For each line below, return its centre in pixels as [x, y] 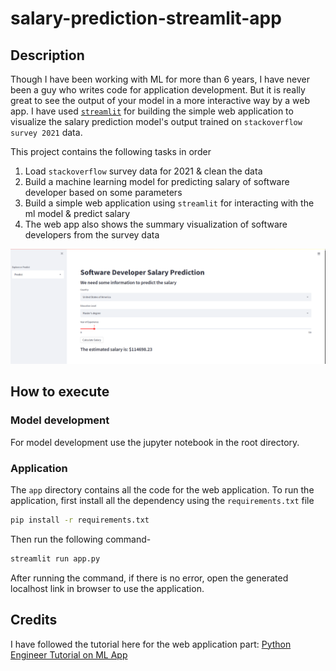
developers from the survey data [92, 235]
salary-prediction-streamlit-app [146, 18]
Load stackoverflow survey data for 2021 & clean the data [143, 171]
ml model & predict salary [77, 213]
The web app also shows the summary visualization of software [156, 224]
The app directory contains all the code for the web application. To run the [162, 490]
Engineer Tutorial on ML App [69, 654]
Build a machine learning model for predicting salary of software [157, 181]
